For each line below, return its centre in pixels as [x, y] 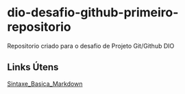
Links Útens [33, 67]
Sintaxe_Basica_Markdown [45, 84]
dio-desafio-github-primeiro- [93, 13]
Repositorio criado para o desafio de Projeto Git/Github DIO [91, 46]
